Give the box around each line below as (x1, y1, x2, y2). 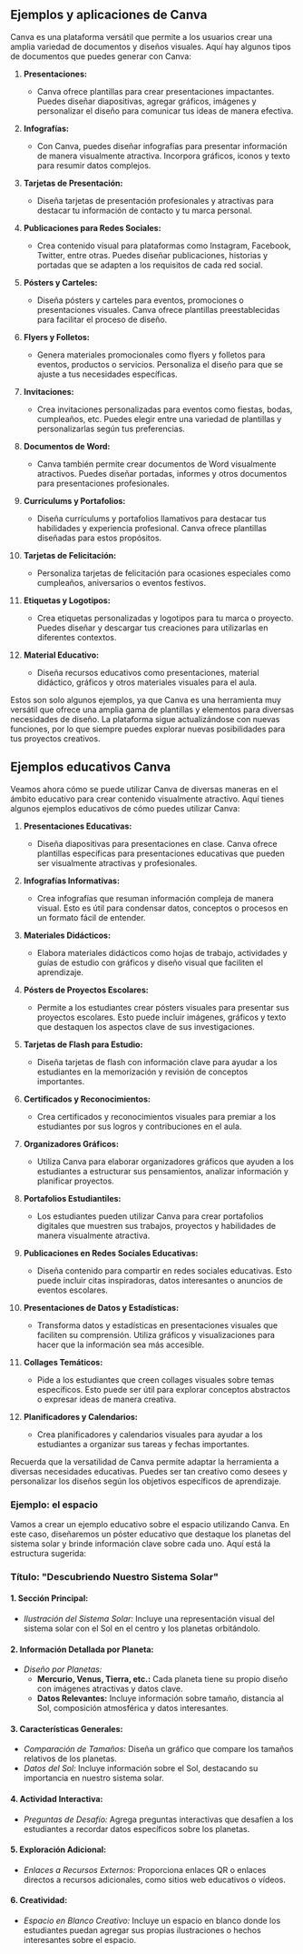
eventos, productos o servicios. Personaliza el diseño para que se (36, 358, 284, 369)
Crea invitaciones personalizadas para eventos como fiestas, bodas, (36, 404, 293, 415)
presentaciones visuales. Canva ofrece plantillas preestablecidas (36, 304, 280, 315)
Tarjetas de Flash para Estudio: (23, 1039, 143, 1050)
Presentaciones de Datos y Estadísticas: (23, 1302, 180, 1313)
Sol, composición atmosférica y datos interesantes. (36, 1703, 230, 1714)
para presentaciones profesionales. (36, 478, 171, 488)
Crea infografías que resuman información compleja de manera (36, 892, 275, 903)
